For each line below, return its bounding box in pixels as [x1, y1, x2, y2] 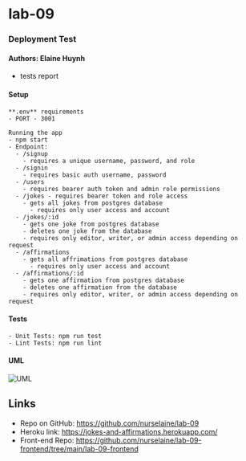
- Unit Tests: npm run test [8, 332, 103, 340]
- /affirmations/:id [15, 269, 84, 277]
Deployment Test [8, 34, 77, 45]
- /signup [15, 149, 48, 157]
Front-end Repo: [19, 435, 75, 445]
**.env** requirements [8, 108, 84, 116]
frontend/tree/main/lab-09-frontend [19, 443, 139, 454]
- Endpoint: [8, 142, 48, 151]
